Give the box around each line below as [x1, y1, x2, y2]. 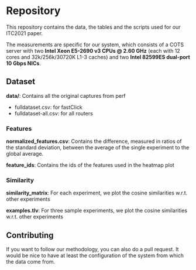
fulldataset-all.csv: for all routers [14, 110, 94, 117]
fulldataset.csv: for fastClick [14, 104, 83, 111]
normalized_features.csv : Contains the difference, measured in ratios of [6, 138, 183, 145]
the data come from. [6, 258, 56, 265]
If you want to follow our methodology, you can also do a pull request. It [6, 246, 179, 253]
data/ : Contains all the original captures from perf [6, 92, 126, 99]
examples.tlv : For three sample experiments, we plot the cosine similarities [6, 207, 188, 214]
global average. [6, 151, 44, 158]
